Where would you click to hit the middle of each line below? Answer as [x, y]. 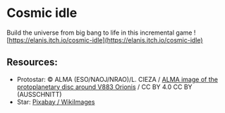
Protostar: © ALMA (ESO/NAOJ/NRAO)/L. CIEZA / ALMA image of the [117, 79]
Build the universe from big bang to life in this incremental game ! [101, 32]
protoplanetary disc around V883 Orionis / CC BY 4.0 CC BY [104, 87]
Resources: [32, 63]
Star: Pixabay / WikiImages [56, 102]
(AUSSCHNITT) [39, 94]
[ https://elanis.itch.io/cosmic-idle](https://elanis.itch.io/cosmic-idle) [105, 40]
